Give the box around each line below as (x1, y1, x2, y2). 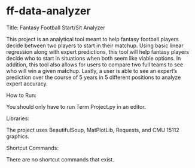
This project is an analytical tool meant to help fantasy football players (6, 35, 179, 42)
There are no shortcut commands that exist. (6, 155, 115, 163)
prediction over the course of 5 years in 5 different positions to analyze (6, 74, 181, 81)
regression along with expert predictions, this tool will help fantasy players (6, 48, 190, 55)
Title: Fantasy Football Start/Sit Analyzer (6, 24, 106, 31)
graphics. (6, 133, 30, 140)
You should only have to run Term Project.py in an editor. (6, 103, 146, 110)
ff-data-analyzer (6, 4, 91, 18)
